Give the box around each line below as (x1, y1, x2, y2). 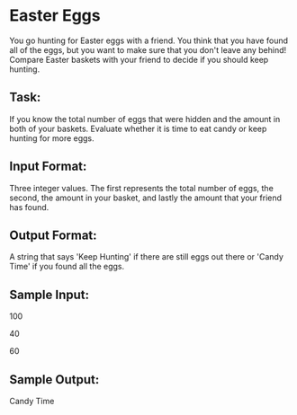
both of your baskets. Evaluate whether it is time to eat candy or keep (9, 123, 267, 134)
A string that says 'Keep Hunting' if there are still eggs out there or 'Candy (9, 252, 283, 262)
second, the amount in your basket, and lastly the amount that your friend (9, 192, 282, 203)
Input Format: (9, 159, 87, 174)
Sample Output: (9, 372, 100, 387)
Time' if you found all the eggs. (9, 261, 125, 272)
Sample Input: (9, 287, 90, 302)
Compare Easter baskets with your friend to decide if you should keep (9, 54, 269, 65)
